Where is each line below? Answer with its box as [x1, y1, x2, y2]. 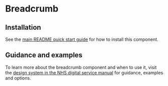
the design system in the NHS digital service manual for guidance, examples [5, 69, 163, 75]
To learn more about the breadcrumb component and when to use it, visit [5, 64, 157, 70]
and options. [5, 75, 31, 81]
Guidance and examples [5, 51, 83, 59]
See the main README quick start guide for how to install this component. [5, 36, 158, 42]
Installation [5, 23, 41, 32]
